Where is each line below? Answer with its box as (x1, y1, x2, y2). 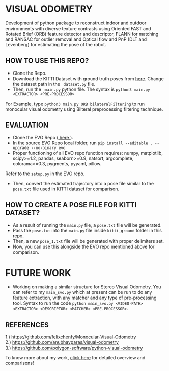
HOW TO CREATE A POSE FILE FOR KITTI (5, 200, 137, 209)
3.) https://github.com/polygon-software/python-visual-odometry (5, 345, 143, 351)
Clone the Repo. (12, 70, 47, 76)
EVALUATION (5, 121, 49, 130)
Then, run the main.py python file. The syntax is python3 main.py (12, 86, 150, 92)
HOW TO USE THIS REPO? (5, 57, 89, 65)
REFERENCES (5, 320, 49, 329)
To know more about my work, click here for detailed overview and (5, 355, 146, 361)
